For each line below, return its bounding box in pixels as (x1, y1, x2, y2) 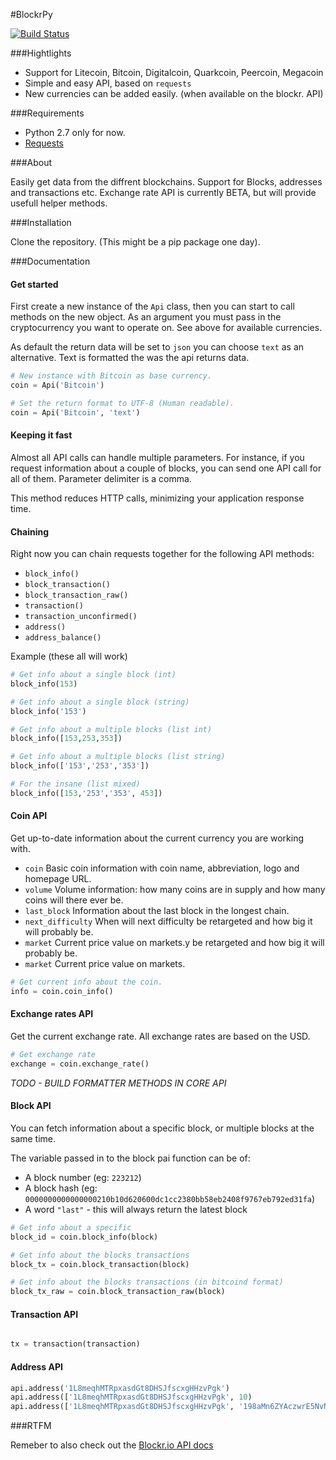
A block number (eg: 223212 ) (24, 1171, 142, 1183)
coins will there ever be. (24, 894, 124, 906)
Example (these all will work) (10, 650, 128, 663)
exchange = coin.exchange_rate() (10, 1059, 150, 1069)
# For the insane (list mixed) (10, 779, 141, 789)
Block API (10, 1100, 52, 1112)
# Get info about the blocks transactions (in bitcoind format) (10, 1277, 284, 1288)
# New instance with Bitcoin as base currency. (10, 371, 213, 381)
